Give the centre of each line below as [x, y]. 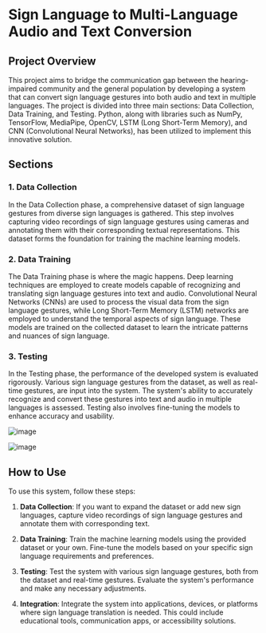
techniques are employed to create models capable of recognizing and [124, 285]
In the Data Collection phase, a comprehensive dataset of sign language [127, 204]
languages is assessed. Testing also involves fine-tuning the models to [124, 407]
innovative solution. [40, 140]
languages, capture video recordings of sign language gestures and [131, 515]
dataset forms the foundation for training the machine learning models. [124, 238]
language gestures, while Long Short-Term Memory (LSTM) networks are [129, 310]
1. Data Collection [43, 187]
